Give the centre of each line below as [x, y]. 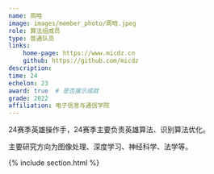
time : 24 [23, 76]
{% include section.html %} [54, 163]
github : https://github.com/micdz [81, 61]
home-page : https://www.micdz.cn [79, 53]
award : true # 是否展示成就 [54, 91]
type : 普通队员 [31, 38]
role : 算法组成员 [34, 31]
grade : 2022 [28, 98]
